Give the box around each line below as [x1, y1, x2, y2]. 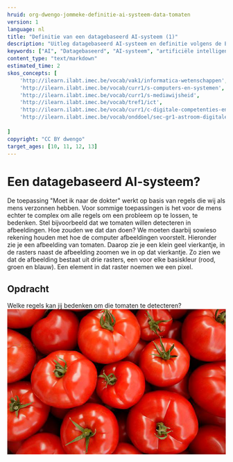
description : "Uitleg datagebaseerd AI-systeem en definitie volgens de [7, 40, 222, 48]
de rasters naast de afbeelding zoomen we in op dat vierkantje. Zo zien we [7, 248, 221, 257]
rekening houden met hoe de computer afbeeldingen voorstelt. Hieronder [7, 233, 217, 242]
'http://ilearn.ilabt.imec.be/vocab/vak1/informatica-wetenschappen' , [19, 77, 228, 84]
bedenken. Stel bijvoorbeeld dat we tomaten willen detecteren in [7, 219, 191, 227]
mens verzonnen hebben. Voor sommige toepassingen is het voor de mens [7, 204, 222, 212]
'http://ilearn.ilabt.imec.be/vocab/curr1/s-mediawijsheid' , [19, 92, 200, 99]
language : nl [7, 26, 45, 33]
